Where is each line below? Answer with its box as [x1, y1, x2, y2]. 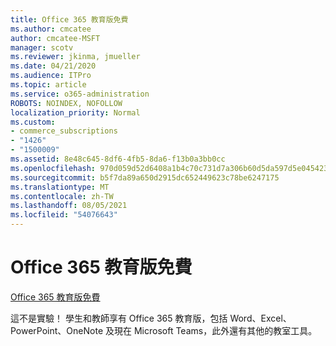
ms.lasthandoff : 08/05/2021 [10, 201, 128, 211]
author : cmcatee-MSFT [10, 33, 101, 43]
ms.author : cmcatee [10, 24, 92, 34]
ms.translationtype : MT [10, 182, 110, 192]
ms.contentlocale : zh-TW [10, 191, 114, 201]
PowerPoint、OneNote [10, 324, 104, 336]
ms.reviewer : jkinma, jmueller [10, 52, 141, 62]
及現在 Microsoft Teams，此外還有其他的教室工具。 [104, 324, 318, 336]
